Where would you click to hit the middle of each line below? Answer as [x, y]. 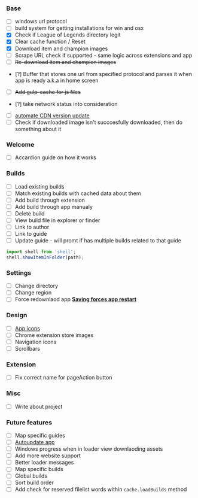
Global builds [31, 476]
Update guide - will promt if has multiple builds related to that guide [98, 241]
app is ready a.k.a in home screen [57, 80]
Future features [29, 422]
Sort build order [34, 482]
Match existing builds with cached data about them [78, 193]
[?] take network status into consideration [66, 104]
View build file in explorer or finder [57, 220]
